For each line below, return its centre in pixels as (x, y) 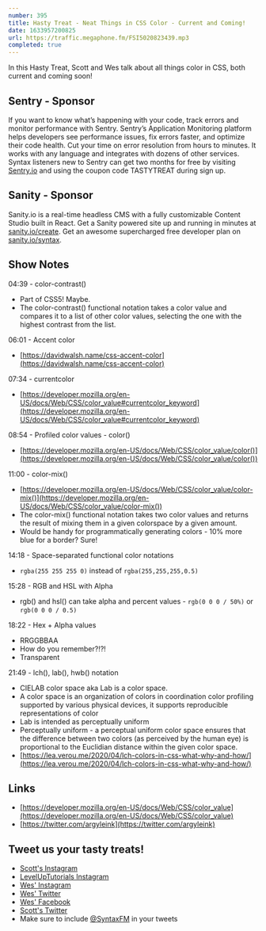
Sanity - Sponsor (51, 195)
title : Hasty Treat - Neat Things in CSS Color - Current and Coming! (127, 23)
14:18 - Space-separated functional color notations (91, 555)
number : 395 (28, 15)
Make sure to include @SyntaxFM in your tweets (99, 919)
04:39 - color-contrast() (47, 284)
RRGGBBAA (39, 640)
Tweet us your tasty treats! (76, 849)
